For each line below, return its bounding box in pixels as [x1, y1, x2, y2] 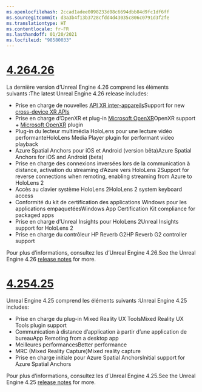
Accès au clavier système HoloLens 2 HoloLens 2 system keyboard [15, 185, 183, 193]
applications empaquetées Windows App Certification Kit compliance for [15, 205, 196, 212]
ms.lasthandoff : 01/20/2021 [6, 32, 78, 38]
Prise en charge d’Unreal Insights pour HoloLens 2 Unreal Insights [15, 218, 179, 225]
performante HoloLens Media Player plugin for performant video [15, 134, 175, 141]
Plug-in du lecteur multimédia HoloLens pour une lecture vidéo [15, 127, 173, 134]
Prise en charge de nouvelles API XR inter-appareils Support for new [15, 101, 185, 109]
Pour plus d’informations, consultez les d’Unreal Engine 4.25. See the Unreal [6, 372, 196, 379]
